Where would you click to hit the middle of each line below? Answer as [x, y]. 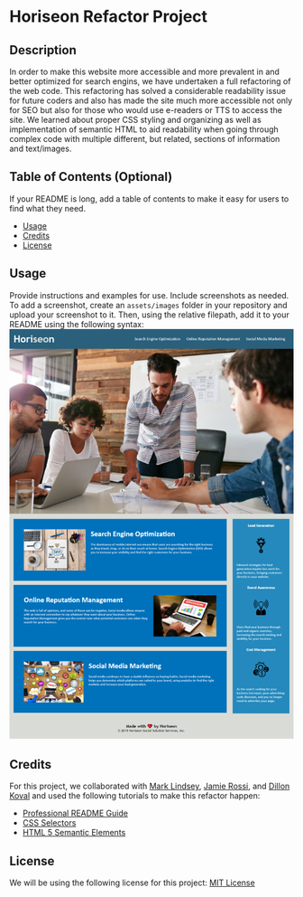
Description [43, 50]
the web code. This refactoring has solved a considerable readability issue [148, 91]
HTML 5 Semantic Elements [74, 833]
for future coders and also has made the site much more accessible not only [151, 100]
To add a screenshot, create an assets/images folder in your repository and [148, 305]
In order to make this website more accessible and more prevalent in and [144, 71]
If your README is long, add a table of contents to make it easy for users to [149, 198]
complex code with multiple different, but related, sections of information [145, 139]
